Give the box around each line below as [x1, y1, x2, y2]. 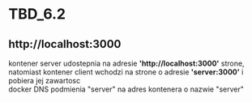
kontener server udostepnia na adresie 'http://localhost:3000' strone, [8, 58, 245, 68]
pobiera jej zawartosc [8, 76, 81, 85]
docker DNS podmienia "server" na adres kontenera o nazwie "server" [8, 84, 245, 94]
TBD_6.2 [8, 5, 66, 23]
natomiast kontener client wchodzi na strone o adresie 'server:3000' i [8, 67, 244, 77]
